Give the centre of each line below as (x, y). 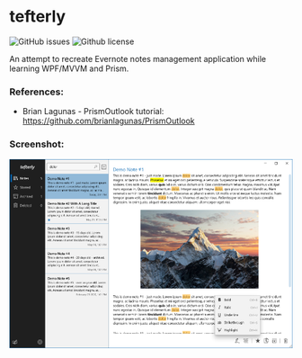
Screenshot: (37, 144)
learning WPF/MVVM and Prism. (69, 68)
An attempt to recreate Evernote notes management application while (138, 58)
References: (37, 92)
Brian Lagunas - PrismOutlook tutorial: (93, 112)
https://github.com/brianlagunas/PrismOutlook (108, 121)
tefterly (37, 17)
